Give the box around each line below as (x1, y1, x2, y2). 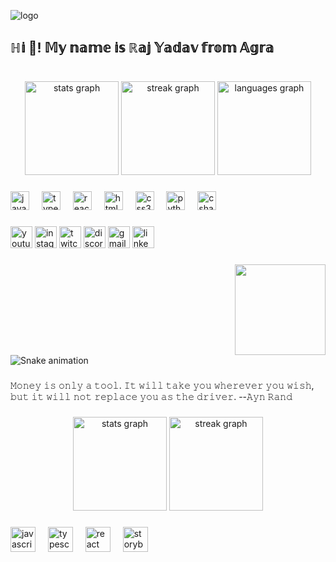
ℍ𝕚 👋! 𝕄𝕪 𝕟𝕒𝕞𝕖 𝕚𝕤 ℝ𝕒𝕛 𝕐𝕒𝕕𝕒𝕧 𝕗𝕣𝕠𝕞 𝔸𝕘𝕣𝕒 (10, 40, 275, 57)
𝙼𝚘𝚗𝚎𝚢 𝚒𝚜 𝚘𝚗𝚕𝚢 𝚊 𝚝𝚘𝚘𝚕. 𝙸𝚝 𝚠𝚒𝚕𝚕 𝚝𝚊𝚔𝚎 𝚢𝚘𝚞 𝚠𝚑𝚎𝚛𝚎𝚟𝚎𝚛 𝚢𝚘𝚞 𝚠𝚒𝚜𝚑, (10, 380, 315, 391)
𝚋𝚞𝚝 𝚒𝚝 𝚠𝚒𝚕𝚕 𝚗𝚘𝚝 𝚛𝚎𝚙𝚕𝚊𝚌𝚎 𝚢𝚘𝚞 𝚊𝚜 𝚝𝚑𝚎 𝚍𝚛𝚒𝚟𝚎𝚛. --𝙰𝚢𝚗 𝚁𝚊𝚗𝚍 (10, 391, 293, 402)
